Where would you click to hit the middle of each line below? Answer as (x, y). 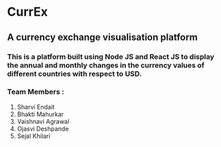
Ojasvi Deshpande (43, 129)
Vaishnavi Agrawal (43, 121)
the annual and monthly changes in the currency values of (106, 65)
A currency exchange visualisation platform (103, 37)
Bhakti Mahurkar (40, 114)
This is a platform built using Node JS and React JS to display (111, 57)
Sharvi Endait (36, 107)
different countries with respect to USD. (75, 74)
